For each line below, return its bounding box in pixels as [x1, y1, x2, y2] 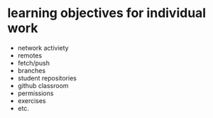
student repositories [17, 73, 77, 82]
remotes [17, 51, 43, 60]
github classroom [17, 81, 69, 90]
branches [17, 66, 46, 75]
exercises [17, 96, 46, 104]
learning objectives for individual [7, 5, 207, 21]
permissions [17, 89, 54, 97]
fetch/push [17, 58, 50, 67]
